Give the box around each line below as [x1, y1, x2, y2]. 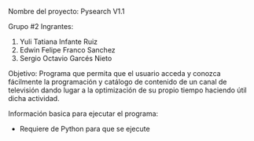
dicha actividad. [8, 94, 61, 103]
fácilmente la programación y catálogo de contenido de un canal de [8, 78, 227, 86]
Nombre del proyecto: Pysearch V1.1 [8, 7, 125, 16]
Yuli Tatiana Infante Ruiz [19, 37, 98, 46]
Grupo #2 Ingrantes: [8, 22, 74, 31]
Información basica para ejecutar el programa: [8, 109, 159, 118]
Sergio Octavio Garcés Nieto [19, 54, 112, 63]
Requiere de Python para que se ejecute [19, 125, 151, 133]
